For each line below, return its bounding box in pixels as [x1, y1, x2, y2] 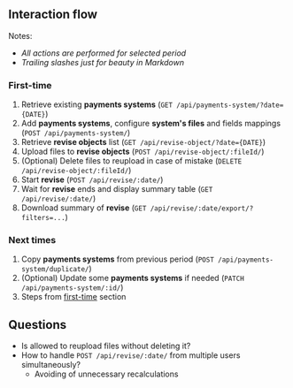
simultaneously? [20, 360, 81, 370]
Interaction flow [8, 7, 98, 22]
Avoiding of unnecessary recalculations [34, 369, 179, 379]
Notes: [8, 30, 33, 41]
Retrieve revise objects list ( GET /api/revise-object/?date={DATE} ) [20, 137, 266, 148]
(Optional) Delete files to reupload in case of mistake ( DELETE [20, 156, 243, 166]
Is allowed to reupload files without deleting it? [20, 340, 191, 352]
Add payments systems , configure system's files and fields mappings [20, 118, 281, 129]
